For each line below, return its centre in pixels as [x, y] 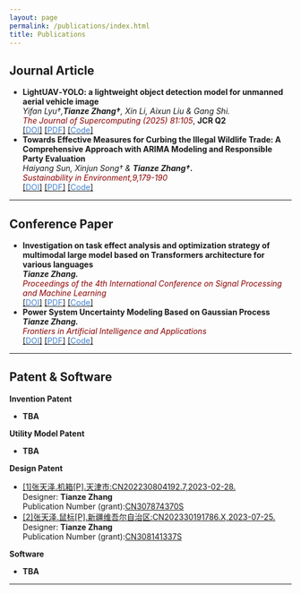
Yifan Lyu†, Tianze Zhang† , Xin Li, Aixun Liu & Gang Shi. [126, 111]
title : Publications [48, 34]
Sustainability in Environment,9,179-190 [95, 178]
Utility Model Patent [47, 433]
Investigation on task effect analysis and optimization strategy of [146, 245]
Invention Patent [41, 399]
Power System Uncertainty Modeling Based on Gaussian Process [146, 312]
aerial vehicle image [60, 102]
